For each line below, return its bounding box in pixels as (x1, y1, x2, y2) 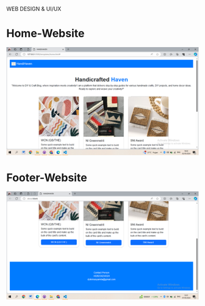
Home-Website (6, 27, 85, 40)
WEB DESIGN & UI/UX (6, 5, 62, 12)
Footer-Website (6, 171, 87, 185)
